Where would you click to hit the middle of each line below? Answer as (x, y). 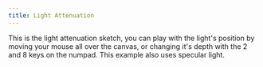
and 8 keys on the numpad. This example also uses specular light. (117, 54)
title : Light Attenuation (51, 15)
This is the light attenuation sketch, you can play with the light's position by (131, 38)
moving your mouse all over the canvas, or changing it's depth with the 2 (128, 46)
